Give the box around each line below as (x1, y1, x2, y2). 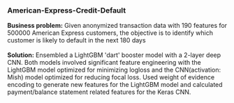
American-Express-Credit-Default (7, 6, 126, 15)
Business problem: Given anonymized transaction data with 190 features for (7, 22, 228, 30)
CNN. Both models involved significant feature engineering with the (7, 58, 201, 67)
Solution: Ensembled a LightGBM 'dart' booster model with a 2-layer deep (7, 51, 221, 59)
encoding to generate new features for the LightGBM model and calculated (7, 81, 223, 89)
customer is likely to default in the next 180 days (7, 36, 146, 45)
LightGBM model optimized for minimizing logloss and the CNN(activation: (7, 65, 221, 74)
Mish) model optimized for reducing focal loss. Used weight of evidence (7, 73, 215, 81)
